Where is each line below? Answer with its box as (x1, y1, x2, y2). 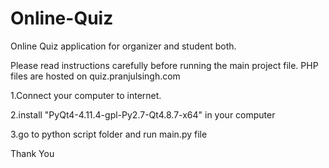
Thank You (10, 147, 55, 159)
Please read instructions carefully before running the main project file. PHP (10, 59, 319, 71)
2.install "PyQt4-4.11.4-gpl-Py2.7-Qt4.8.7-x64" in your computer (10, 108, 276, 121)
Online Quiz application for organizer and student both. (10, 40, 237, 52)
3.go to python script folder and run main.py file (10, 128, 208, 140)
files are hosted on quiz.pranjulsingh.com (10, 70, 181, 82)
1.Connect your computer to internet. (10, 89, 162, 101)
